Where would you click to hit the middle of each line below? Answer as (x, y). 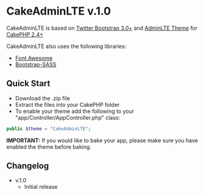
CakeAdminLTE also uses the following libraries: (66, 46)
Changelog (28, 166)
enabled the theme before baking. (49, 146)
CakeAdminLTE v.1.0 (59, 11)
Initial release (41, 187)
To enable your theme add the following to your (75, 111)
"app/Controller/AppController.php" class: (68, 117)
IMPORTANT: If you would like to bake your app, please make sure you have (102, 140)
